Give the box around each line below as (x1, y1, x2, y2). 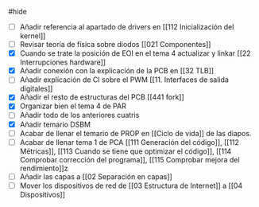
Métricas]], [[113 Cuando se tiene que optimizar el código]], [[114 (19, 146, 232, 156)
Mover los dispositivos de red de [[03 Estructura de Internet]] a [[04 (19, 181, 243, 190)
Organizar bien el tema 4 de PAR (19, 101, 127, 111)
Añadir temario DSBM (19, 119, 91, 129)
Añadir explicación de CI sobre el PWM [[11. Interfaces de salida (19, 75, 229, 84)
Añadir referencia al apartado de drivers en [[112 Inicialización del (19, 22, 234, 31)
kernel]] (19, 31, 46, 41)
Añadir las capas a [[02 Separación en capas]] (19, 171, 172, 182)
